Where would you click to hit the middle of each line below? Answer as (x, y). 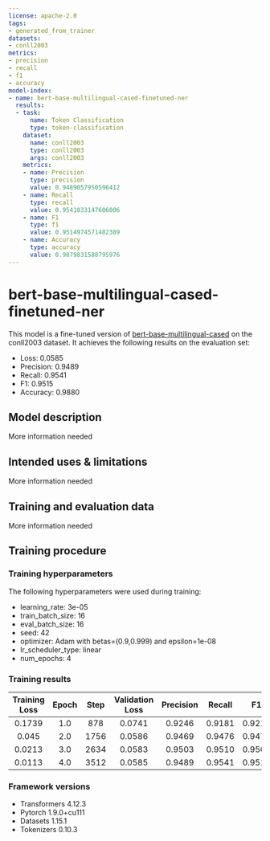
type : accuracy (55, 247)
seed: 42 (35, 632)
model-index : (30, 90)
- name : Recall (48, 195)
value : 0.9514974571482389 (75, 233)
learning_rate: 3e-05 (54, 606)
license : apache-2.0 (43, 16)
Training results (40, 679)
